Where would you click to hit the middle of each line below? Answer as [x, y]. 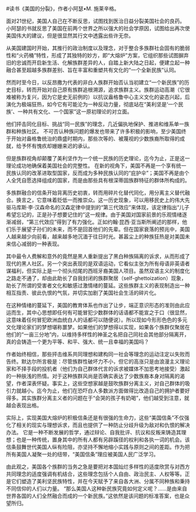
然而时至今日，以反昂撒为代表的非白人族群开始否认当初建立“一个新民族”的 [95, 82]
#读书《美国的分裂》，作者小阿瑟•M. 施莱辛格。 [63, 8]
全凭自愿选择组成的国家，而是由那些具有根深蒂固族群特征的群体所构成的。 [100, 180]
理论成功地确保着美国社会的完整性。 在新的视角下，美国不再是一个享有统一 [96, 166]
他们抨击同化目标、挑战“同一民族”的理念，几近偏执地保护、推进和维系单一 [95, 124]
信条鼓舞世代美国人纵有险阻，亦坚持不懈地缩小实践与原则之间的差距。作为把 [98, 447]
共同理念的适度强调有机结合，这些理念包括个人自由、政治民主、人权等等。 [95, 474]
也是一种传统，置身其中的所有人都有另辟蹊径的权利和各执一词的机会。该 [103, 440]
